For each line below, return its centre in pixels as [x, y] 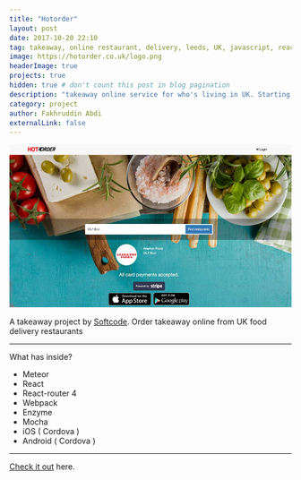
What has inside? [41, 357]
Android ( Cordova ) [59, 441]
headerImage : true [43, 66]
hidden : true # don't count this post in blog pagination [120, 85]
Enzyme [37, 413]
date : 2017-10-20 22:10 [54, 38]
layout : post [34, 28]
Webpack [40, 403]
